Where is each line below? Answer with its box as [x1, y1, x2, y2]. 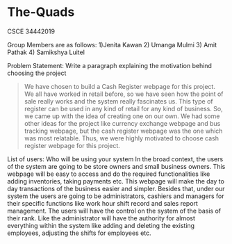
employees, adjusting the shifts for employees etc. [7, 229, 151, 237]
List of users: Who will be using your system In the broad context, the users [7, 154, 224, 163]
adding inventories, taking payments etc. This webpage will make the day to [7, 177, 224, 185]
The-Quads [7, 4, 75, 20]
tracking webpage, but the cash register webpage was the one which [24, 127, 223, 135]
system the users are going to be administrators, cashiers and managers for [7, 192, 224, 200]
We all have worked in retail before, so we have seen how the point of [24, 90, 224, 98]
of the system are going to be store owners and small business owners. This [7, 162, 226, 170]
